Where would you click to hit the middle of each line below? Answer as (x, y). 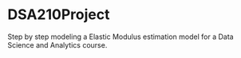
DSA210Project (59, 15)
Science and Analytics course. (57, 44)
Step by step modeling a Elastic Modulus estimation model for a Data (120, 37)
